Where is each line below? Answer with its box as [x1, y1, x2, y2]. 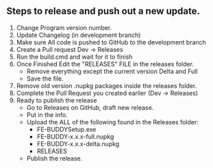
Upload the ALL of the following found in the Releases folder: [26, 117, 199, 126]
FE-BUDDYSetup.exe [36, 125, 97, 133]
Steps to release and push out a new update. [6, 5, 200, 17]
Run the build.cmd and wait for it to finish [16, 53, 133, 61]
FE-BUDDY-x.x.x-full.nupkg [36, 132, 114, 141]
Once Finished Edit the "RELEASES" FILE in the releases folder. [16, 59, 195, 68]
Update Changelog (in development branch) [16, 31, 141, 39]
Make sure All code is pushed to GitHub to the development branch [16, 38, 207, 46]
